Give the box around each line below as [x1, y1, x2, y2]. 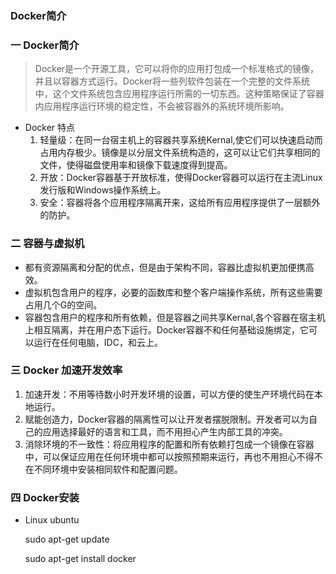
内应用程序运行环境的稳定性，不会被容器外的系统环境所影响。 [34, 100, 290, 112]
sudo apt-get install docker [24, 553, 137, 565]
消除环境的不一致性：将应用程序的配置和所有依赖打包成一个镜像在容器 [24, 438, 315, 450]
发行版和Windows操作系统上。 [39, 184, 167, 196]
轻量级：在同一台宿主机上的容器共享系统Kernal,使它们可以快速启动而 [39, 134, 323, 146]
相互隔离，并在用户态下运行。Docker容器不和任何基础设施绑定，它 [33, 323, 310, 336]
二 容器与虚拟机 [10, 237, 85, 251]
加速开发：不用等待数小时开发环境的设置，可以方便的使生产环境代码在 [24, 388, 315, 400]
